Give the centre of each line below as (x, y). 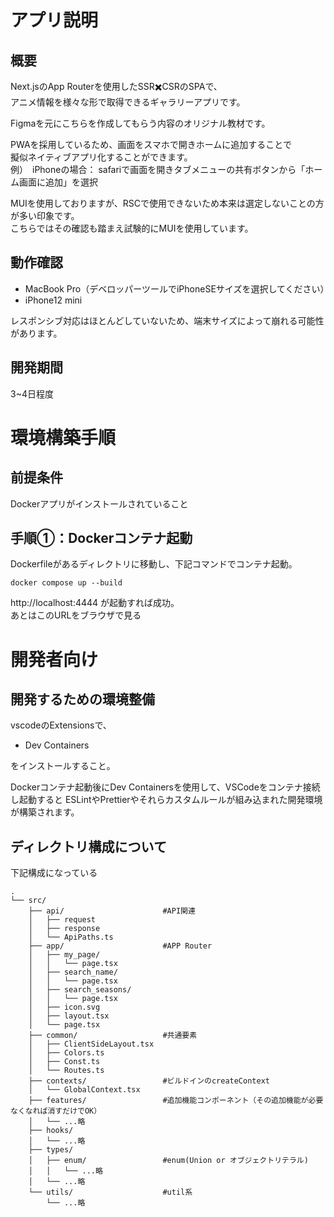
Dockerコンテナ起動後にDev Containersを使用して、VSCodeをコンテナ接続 (165, 787)
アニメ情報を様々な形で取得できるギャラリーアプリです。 (128, 102)
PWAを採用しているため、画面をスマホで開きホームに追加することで (151, 144)
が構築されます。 (45, 812)
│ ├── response (64, 929)
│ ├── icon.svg (64, 1007)
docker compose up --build (66, 583)
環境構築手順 (63, 437)
